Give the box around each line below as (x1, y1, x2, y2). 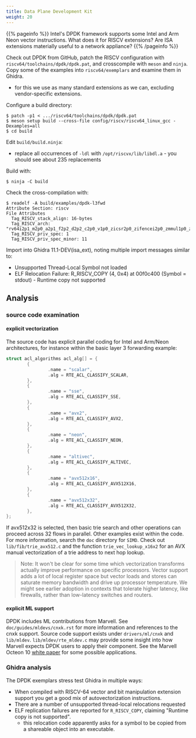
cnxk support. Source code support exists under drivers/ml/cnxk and (6, 630, 174, 637)
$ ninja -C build (6, 179, 48, 184)
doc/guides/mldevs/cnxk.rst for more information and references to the (6, 624, 178, 631)
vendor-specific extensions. (14, 90, 82, 97)
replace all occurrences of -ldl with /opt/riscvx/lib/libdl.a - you (14, 150, 177, 157)
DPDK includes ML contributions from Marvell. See (6, 618, 128, 625)
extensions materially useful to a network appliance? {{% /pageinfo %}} (6, 42, 179, 50)
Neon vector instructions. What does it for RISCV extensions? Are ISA (6, 36, 173, 43)
